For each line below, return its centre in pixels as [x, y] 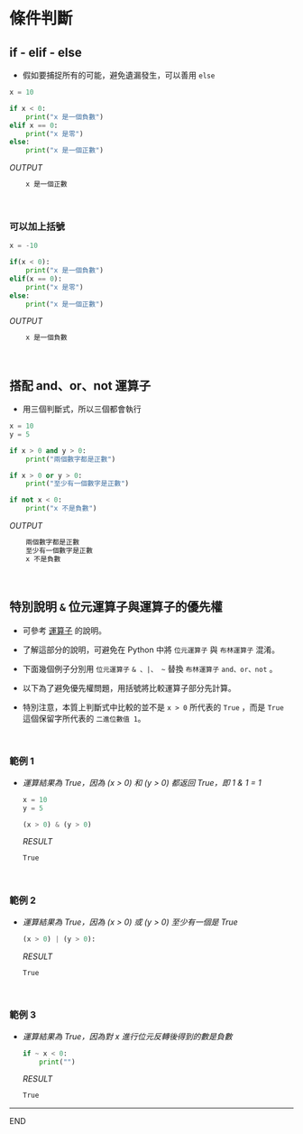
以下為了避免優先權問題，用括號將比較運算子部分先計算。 [129, 687]
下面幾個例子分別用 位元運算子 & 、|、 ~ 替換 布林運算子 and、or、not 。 [150, 668]
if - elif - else [46, 52]
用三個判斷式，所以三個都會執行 [82, 409]
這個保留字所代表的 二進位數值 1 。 [84, 718]
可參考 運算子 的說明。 [64, 630]
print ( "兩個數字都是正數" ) [71, 459]
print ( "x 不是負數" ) [61, 509]
